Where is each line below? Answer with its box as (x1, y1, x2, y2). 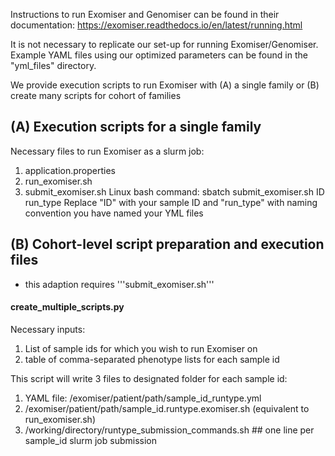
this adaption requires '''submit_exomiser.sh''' (24, 278, 215, 290)
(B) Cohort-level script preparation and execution (10, 236, 325, 253)
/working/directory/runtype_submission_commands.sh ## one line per (24, 424, 315, 436)
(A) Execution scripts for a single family (10, 119, 262, 136)
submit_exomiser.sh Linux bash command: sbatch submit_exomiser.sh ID (24, 185, 325, 198)
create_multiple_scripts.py (10, 301, 125, 313)
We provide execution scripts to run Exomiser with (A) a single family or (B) (10, 79, 320, 91)
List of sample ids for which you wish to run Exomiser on (24, 342, 258, 354)
